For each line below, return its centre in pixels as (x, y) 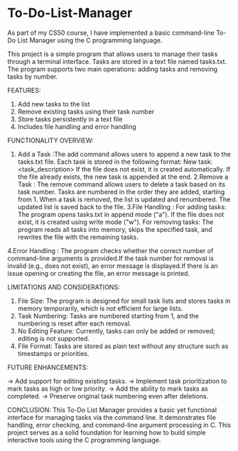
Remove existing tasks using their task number (86, 111)
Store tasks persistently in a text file (70, 119)
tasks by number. (33, 77)
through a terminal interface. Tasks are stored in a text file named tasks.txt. (117, 61)
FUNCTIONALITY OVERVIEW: (50, 140)
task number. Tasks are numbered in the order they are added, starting (121, 191)
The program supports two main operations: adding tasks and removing (113, 69)
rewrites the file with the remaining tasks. (78, 237)
